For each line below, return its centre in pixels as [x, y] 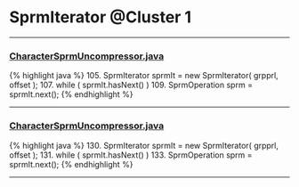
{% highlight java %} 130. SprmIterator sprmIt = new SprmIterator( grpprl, [144, 145]
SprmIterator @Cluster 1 [101, 17]
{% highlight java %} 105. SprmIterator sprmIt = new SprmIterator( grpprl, [144, 76]
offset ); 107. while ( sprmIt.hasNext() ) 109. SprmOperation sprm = [131, 85]
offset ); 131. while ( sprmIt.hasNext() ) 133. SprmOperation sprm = [131, 155]
